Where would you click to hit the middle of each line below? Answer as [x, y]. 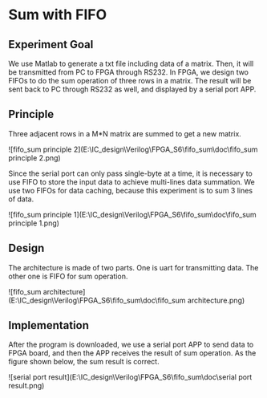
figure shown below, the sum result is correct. [84, 362]
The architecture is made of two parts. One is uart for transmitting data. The [133, 267]
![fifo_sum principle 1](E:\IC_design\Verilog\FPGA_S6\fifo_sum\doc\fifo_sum [132, 214]
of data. [21, 199]
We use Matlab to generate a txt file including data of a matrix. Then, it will [131, 63]
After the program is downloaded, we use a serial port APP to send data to [131, 345]
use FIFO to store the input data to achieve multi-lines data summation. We [131, 181]
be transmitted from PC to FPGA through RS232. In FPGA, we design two [129, 72]
